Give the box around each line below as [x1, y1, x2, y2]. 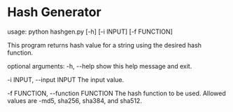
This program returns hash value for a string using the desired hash [7, 41, 202, 49]
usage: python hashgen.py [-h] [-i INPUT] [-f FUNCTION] [7, 27, 173, 36]
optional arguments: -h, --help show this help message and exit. [7, 62, 192, 70]
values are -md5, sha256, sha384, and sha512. [7, 96, 142, 105]
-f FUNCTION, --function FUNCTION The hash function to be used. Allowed [7, 89, 226, 97]
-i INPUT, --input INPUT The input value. [7, 75, 125, 84]
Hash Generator [7, 4, 101, 20]
